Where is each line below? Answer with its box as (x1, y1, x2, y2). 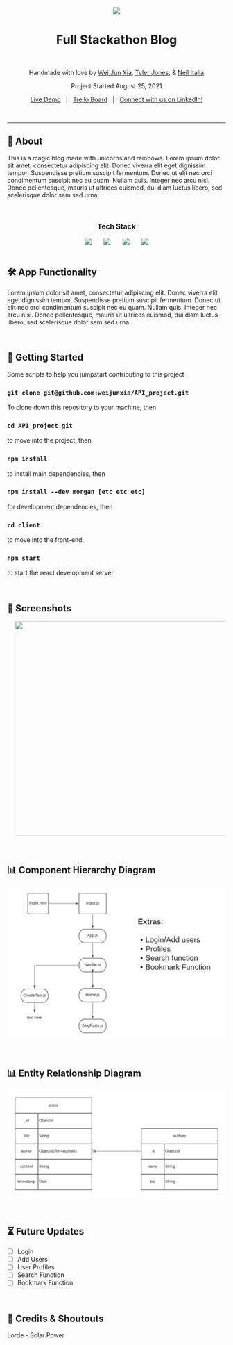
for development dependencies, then (7, 502, 113, 511)
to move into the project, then (7, 436, 92, 445)
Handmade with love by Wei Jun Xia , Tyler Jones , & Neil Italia (28, 68, 205, 76)
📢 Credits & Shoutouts (7, 1312, 104, 1324)
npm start (7, 554, 40, 562)
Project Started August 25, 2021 (71, 81, 162, 90)
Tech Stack (96, 222, 137, 231)
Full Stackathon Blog (55, 32, 178, 48)
